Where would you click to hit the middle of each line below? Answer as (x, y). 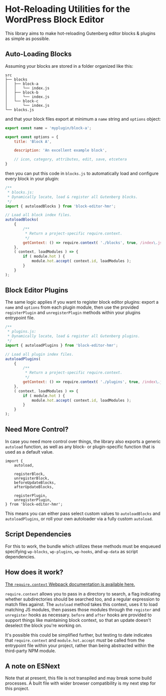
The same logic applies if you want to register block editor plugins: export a (82, 302)
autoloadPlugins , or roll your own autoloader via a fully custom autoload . (79, 518)
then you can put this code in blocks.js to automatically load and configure (82, 173)
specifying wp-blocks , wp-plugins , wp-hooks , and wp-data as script (72, 551)
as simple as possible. (28, 39)
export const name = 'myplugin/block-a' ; (48, 128)
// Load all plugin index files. (40, 354)
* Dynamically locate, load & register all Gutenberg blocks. (73, 197)
